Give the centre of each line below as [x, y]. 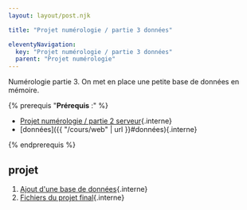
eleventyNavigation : [43, 45]
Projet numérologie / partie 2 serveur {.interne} [96, 121]
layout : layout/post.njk [49, 16]
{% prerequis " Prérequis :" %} [59, 106]
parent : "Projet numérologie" [65, 59]
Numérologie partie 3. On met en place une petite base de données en [124, 82]
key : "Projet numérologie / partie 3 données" [94, 52]
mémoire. [24, 90]
